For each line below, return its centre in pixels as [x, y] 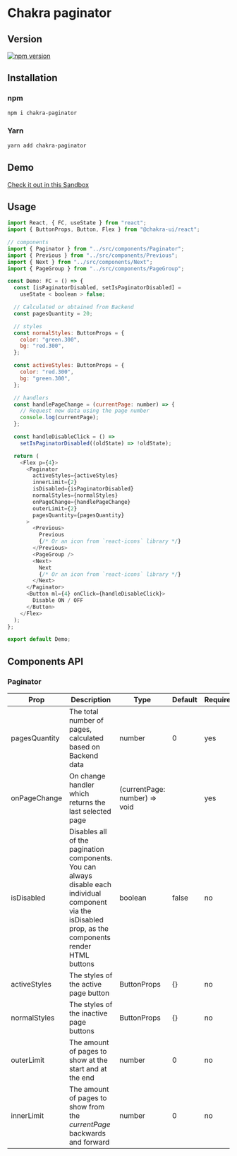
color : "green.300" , [50, 339]
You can [83, 867]
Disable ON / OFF [58, 601]
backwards [88, 1133]
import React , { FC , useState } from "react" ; [77, 223]
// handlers [31, 398]
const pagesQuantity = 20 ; [53, 313]
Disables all [88, 832]
